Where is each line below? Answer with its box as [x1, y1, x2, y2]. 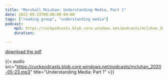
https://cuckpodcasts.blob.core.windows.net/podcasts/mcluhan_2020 [16, 63, 161, 69]
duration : [14, 30, 35, 35]
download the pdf [5, 48, 42, 54]
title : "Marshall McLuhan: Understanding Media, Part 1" [5, 7, 126, 12]
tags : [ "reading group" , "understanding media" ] [5, 16, 108, 21]
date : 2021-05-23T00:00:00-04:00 [5, 12, 75, 17]
